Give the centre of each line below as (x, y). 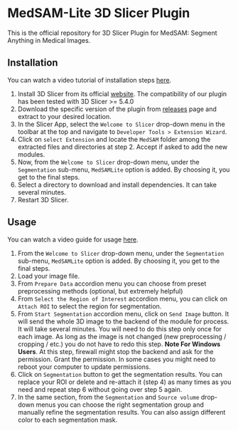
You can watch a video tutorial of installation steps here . (90, 80)
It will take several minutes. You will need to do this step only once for (120, 328)
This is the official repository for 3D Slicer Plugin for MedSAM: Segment (112, 33)
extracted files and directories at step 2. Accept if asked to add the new (123, 147)
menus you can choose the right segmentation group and (120, 405)
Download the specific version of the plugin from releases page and (117, 109)
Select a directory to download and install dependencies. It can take (117, 185)
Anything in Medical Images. (49, 40)
